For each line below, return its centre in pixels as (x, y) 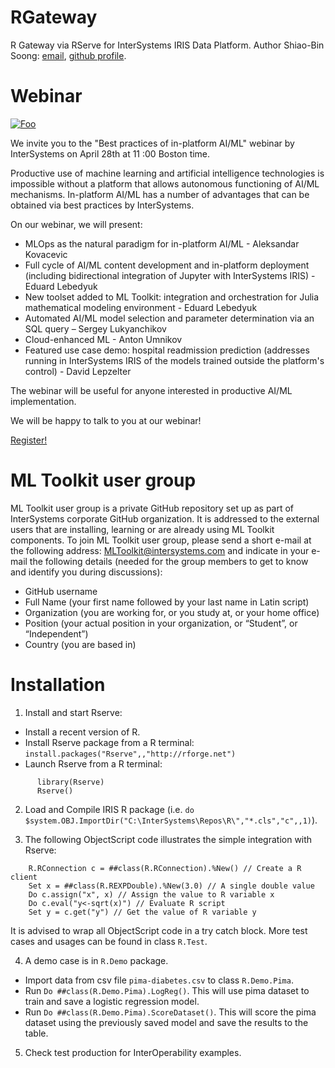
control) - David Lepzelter (78, 371)
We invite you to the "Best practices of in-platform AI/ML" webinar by (152, 143)
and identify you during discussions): (86, 572)
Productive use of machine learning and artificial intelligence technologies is (167, 173)
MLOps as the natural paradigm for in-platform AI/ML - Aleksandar (162, 243)
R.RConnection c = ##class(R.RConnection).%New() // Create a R (165, 868)
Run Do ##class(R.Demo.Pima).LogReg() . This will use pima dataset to (167, 990)
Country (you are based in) (80, 644)
